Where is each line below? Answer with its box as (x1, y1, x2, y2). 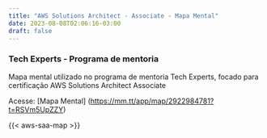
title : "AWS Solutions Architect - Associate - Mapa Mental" (8, 11, 219, 20)
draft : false (8, 27, 53, 35)
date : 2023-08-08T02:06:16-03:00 (8, 19, 121, 27)
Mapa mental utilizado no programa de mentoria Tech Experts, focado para (8, 72, 259, 82)
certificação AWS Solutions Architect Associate (8, 80, 167, 90)
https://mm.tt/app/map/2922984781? (90, 96, 214, 106)
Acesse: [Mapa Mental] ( (8, 96, 91, 106)
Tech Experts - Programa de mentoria (8, 53, 159, 65)
